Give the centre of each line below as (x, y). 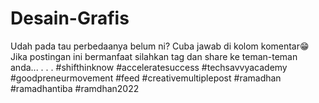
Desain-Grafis (70, 18)
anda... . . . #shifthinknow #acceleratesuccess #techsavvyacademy (149, 67)
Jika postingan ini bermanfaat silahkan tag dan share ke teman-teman (154, 56)
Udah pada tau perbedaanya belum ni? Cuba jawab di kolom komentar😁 (160, 46)
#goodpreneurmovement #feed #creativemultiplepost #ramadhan (146, 78)
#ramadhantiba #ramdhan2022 (75, 88)
